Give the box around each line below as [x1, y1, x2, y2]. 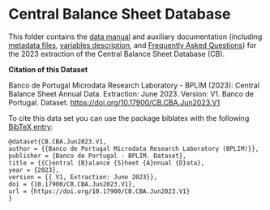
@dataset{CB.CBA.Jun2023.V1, [8, 137, 107, 146]
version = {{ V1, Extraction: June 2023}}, [8, 173, 158, 181]
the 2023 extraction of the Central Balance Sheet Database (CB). [8, 49, 225, 58]
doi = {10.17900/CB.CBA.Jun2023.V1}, [8, 180, 136, 188]
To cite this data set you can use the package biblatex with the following [8, 113, 250, 122]
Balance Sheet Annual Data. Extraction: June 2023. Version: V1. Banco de [8, 88, 254, 98]
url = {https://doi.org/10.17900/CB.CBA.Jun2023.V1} [8, 187, 191, 195]
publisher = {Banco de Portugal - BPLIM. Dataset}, [8, 152, 186, 160]
